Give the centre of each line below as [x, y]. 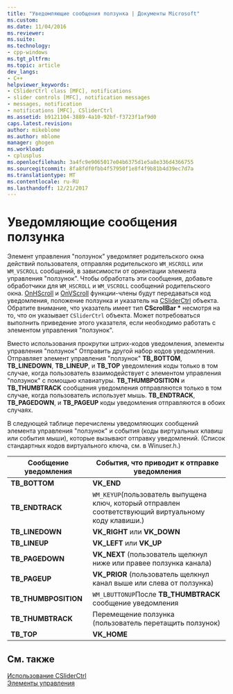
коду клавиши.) [119, 520]
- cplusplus [24, 156]
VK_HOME [110, 634]
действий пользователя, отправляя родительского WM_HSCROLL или [105, 264]
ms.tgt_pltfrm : [29, 59]
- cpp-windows [28, 53]
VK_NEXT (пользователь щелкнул [150, 554]
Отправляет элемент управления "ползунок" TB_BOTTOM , [95, 358]
